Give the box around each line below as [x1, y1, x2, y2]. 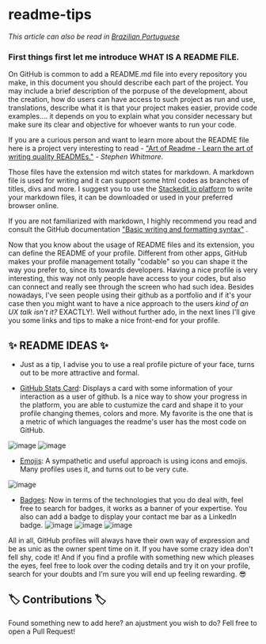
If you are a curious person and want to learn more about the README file [8, 135, 249, 145]
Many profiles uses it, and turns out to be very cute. [19, 464, 188, 474]
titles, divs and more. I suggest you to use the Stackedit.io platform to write [8, 184, 253, 194]
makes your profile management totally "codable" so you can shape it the [8, 257, 248, 267]
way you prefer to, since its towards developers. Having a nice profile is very [8, 265, 258, 275]
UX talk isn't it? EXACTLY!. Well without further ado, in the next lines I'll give [8, 307, 256, 317]
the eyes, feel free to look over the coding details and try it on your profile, [8, 561, 251, 570]
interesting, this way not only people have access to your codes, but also [8, 274, 246, 283]
